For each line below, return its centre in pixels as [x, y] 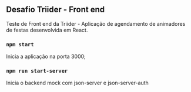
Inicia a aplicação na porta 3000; [46, 57]
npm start [20, 44]
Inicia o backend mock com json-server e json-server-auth [77, 83]
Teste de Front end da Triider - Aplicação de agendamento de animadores [96, 23]
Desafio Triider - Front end [56, 10]
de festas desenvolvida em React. [47, 30]
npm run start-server [37, 71]
